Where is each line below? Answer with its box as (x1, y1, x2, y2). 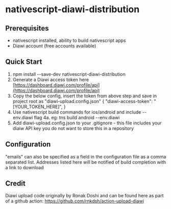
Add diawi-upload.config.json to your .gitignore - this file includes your (12, 120, 162, 126)
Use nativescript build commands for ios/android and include (12, 109, 141, 115)
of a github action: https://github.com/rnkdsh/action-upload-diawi (5, 198, 144, 204)
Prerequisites (5, 24, 49, 33)
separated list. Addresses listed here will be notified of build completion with (5, 159, 166, 165)
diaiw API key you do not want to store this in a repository (12, 125, 134, 131)
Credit (5, 179, 26, 188)
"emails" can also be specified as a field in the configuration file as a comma (5, 153, 166, 160)
